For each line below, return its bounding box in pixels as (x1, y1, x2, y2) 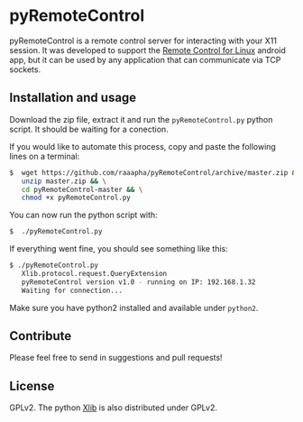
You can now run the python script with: (9, 209, 158, 221)
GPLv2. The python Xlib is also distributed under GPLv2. (9, 402, 218, 413)
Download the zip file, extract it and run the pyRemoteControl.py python (9, 114, 273, 124)
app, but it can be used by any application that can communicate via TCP (9, 54, 281, 65)
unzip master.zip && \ (21, 177, 106, 186)
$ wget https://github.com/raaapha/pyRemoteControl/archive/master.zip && (9, 168, 300, 177)
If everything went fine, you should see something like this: (9, 243, 228, 254)
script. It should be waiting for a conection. (9, 124, 169, 134)
